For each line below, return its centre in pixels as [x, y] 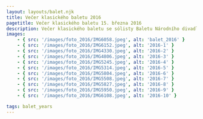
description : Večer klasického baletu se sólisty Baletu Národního [93, 29]
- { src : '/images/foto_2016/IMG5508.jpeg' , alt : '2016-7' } [96, 79]
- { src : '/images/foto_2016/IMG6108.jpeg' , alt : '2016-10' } [97, 96]
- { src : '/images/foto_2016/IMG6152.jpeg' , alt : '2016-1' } [96, 46]
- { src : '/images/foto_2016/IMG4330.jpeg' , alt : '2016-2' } [96, 51]
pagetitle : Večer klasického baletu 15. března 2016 [74, 23]
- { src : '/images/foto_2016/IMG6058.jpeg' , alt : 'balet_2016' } [101, 40]
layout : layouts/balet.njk [40, 12]
